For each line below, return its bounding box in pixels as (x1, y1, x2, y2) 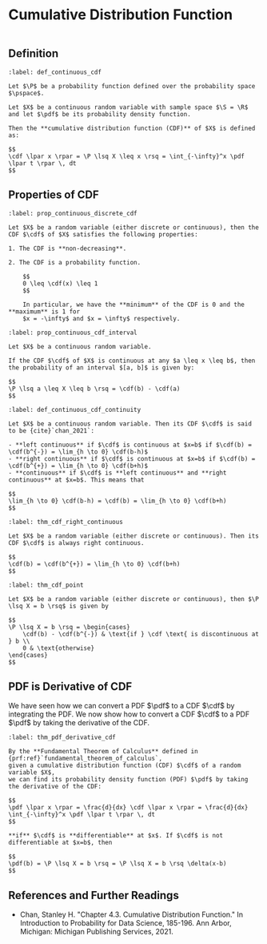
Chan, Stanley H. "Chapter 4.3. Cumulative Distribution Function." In (19, 910, 244, 919)
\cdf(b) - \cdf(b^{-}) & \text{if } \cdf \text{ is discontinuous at (22, 630, 260, 638)
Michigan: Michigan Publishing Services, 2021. (19, 927, 174, 937)
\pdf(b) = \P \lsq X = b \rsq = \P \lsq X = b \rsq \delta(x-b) (8, 860, 227, 868)
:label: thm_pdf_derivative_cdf (8, 733, 116, 742)
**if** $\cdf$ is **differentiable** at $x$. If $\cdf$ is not (8, 832, 224, 840)
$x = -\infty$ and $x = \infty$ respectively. (22, 314, 181, 322)
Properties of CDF (8, 188, 100, 202)
